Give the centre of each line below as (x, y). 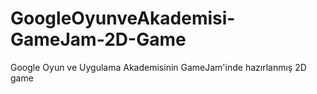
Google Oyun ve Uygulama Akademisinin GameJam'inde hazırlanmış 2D (158, 67)
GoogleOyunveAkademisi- (123, 18)
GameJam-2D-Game (98, 39)
